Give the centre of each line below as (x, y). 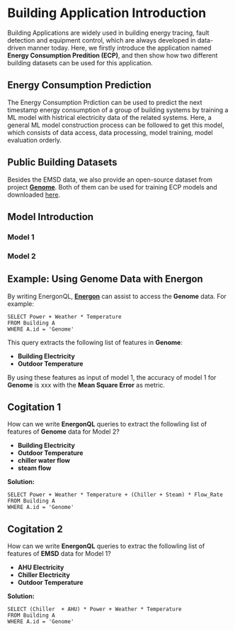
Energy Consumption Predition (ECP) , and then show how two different (113, 55)
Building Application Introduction (107, 13)
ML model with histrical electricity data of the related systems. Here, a (110, 117)
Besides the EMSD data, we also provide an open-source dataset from (110, 180)
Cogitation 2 (35, 529)
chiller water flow (44, 461)
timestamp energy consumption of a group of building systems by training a (118, 110)
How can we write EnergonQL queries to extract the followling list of (107, 424)
